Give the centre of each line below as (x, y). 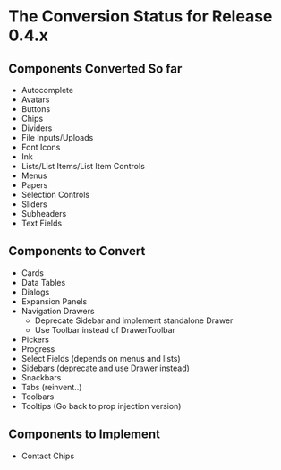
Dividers (37, 128)
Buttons (36, 109)
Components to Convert (77, 251)
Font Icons (41, 147)
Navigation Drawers (58, 311)
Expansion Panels (54, 301)
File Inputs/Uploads (57, 137)
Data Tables (43, 282)
